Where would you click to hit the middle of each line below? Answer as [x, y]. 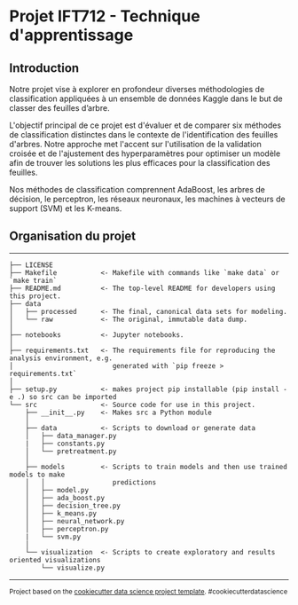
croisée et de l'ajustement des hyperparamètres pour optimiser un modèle [145, 153]
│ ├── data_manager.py [71, 436]
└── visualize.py [73, 568]
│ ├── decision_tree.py [73, 506]
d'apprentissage [71, 35]
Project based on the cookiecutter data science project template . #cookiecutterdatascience [149, 592]
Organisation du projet [73, 236]
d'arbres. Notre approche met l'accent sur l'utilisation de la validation [135, 144]
